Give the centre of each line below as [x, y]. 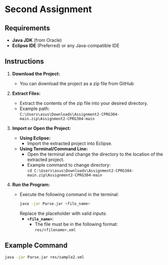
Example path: [35, 108]
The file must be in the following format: [76, 224]
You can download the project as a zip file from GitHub [77, 83]
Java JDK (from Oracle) [37, 40]
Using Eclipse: [35, 138]
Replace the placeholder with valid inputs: [63, 213]
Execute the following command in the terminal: [69, 194]
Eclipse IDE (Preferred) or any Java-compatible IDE [66, 46]
